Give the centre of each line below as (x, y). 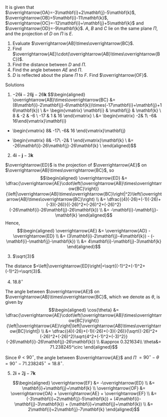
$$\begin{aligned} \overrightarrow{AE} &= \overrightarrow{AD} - (84, 231)
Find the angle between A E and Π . (47, 70)
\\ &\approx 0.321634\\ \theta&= (129, 342)
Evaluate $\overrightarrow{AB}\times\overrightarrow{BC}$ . (73, 43)
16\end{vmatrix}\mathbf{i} (39, 121)
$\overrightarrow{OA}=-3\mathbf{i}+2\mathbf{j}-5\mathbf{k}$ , (71, 12)
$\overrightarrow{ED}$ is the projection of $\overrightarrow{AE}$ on (76, 165)
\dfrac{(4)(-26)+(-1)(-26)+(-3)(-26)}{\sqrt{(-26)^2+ (105, 331)
